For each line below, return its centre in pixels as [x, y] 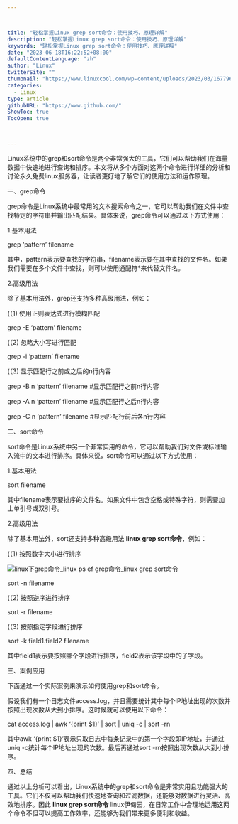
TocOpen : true [28, 119]
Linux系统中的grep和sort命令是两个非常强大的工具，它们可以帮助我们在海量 [118, 158]
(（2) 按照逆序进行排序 [39, 598]
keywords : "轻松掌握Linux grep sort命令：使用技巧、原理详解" [92, 46]
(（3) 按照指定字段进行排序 [45, 627]
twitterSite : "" [31, 73]
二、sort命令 [25, 432]
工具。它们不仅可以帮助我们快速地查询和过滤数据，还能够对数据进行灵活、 [116, 796]
